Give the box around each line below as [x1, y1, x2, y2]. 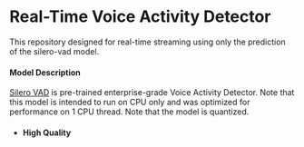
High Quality [22, 127, 72, 138]
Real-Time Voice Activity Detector [9, 6, 271, 27]
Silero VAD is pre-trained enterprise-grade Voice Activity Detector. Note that [9, 87, 295, 98]
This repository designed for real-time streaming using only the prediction [9, 36, 286, 47]
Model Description [9, 66, 82, 78]
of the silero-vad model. [9, 45, 100, 56]
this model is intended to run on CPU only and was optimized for [9, 97, 250, 108]
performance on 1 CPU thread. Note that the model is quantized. [9, 106, 250, 117]
